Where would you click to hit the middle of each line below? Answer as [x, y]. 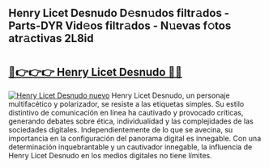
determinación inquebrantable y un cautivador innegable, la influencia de [130, 147]
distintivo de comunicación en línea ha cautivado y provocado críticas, [126, 113]
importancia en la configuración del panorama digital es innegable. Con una [135, 138]
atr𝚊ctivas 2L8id [51, 38]
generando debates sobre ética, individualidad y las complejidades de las [131, 121]
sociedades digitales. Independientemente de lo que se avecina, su [121, 130]
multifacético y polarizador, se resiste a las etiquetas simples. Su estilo [126, 104]
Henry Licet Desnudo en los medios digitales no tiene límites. [110, 155]
